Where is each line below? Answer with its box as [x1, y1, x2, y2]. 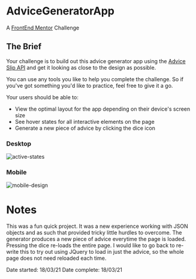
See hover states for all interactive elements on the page [14, 118, 155, 125]
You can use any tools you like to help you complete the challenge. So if [6, 75, 184, 82]
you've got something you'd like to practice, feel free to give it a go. [6, 82, 173, 89]
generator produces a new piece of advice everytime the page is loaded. [6, 236, 186, 243]
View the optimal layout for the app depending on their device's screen [14, 105, 191, 112]
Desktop [6, 139, 32, 148]
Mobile [6, 168, 27, 176]
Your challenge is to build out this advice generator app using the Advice [6, 57, 186, 64]
